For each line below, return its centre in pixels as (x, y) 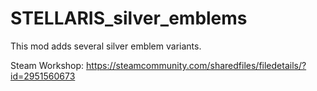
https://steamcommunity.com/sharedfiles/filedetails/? (196, 65)
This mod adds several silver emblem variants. (106, 46)
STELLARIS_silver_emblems (129, 18)
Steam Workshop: (47, 65)
